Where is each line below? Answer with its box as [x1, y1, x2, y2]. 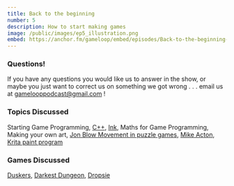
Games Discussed [7, 155, 70, 164]
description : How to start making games [7, 23, 127, 30]
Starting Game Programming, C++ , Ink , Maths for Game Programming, [7, 123, 209, 131]
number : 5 [7, 17, 36, 24]
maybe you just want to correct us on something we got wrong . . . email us [7, 82, 224, 91]
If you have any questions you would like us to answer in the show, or [7, 75, 206, 84]
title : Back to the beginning [7, 10, 95, 17]
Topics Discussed [7, 107, 69, 117]
